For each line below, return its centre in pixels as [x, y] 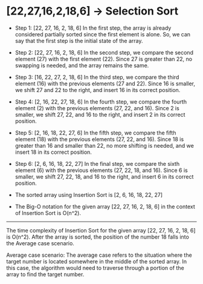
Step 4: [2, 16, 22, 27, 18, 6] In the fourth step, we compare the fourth [101, 102]
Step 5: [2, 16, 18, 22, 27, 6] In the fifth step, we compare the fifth [95, 133]
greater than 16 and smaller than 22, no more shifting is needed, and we [105, 145]
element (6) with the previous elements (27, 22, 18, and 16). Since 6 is [101, 170]
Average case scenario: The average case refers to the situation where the [99, 255]
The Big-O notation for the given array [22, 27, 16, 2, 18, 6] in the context [105, 206]
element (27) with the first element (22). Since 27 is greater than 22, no [103, 59]
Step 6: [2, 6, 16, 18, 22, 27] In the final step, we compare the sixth [97, 163]
